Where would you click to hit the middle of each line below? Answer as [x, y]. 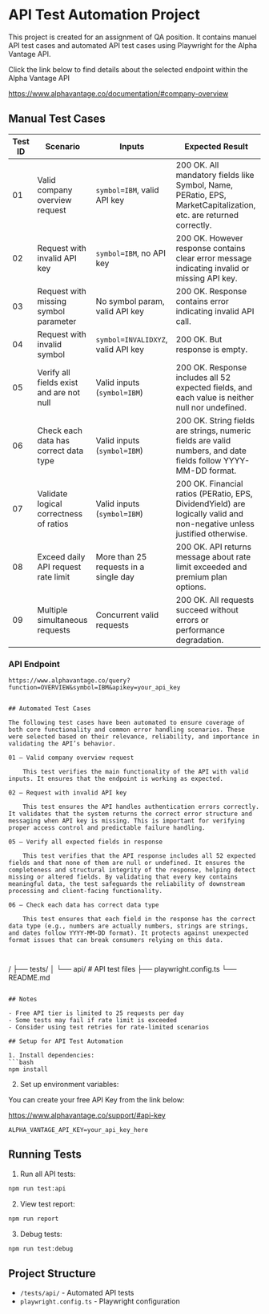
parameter [57, 321]
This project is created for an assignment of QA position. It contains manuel [133, 37]
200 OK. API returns [214, 547]
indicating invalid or [213, 268]
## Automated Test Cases [50, 709]
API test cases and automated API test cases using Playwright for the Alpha [133, 45]
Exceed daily [61, 556]
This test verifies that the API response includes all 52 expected [139, 856]
